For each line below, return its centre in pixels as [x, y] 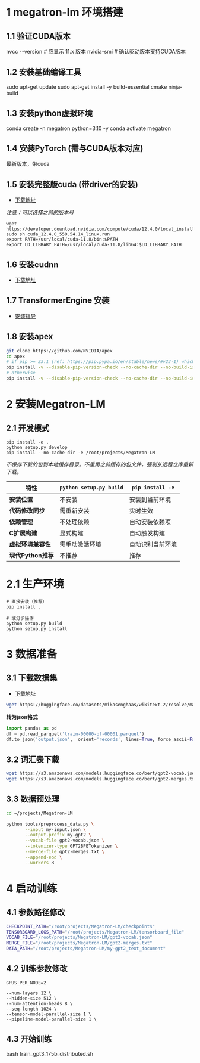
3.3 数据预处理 [33, 799]
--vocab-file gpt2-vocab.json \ [65, 841]
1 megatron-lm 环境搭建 [65, 12]
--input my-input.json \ [55, 829]
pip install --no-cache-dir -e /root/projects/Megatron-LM [81, 453]
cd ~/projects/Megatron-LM [39, 813]
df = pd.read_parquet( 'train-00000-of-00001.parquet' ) [75, 734]
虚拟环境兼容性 [30, 544]
